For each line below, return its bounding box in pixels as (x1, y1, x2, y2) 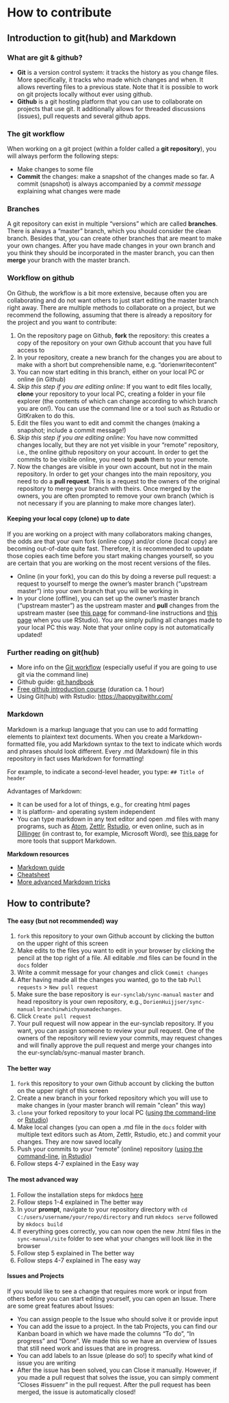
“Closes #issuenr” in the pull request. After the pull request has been (16, 1380, 211, 1389)
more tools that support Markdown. (16, 837, 117, 845)
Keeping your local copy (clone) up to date (7, 514, 130, 523)
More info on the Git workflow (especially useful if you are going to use (16, 663, 217, 671)
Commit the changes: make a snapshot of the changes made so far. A (16, 173, 215, 181)
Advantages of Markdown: (7, 787, 82, 795)
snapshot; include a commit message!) (16, 426, 126, 434)
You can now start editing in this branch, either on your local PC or (16, 368, 204, 376)
